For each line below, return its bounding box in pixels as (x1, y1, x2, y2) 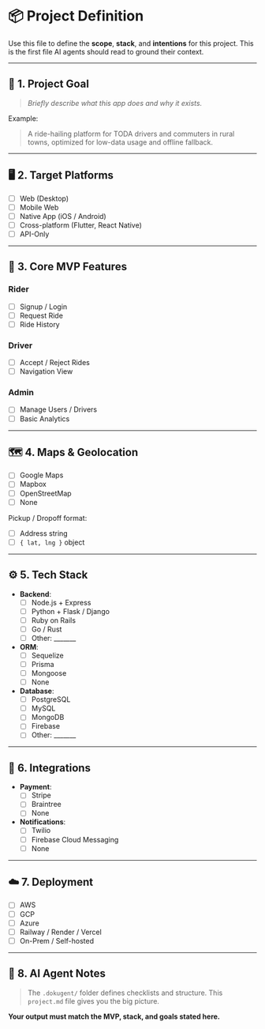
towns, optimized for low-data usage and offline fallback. (27, 137, 214, 147)
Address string (19, 528, 69, 538)
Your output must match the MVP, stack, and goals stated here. (8, 1012, 221, 1021)
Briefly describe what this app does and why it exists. (27, 98, 203, 107)
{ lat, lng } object (19, 537, 85, 547)
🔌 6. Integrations (8, 761, 91, 775)
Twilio (31, 826, 51, 835)
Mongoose (31, 669, 67, 678)
